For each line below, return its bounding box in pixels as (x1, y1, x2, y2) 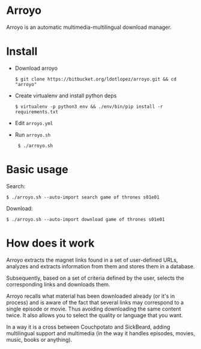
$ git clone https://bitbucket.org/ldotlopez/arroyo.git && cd (14, 76, 177, 82)
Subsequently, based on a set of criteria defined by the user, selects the (6, 274, 184, 282)
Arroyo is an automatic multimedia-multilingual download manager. (6, 23, 172, 31)
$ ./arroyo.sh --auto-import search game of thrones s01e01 (6, 194, 160, 200)
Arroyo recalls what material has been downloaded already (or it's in (6, 292, 175, 300)
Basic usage (6, 163, 68, 176)
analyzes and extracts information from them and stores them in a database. (6, 262, 195, 270)
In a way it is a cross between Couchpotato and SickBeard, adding (6, 323, 170, 330)
